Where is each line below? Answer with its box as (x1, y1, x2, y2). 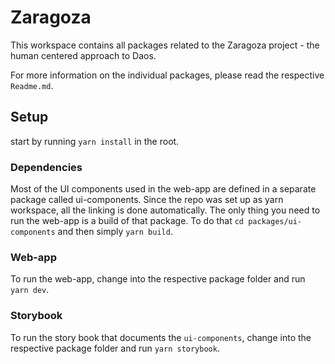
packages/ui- (248, 217, 303, 227)
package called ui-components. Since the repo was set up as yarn (10, 194, 284, 206)
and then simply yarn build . (57, 226, 173, 238)
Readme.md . (10, 79, 54, 91)
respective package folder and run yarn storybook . (10, 342, 220, 354)
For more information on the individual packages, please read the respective (10, 69, 325, 81)
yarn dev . (10, 284, 50, 296)
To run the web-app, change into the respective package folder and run (10, 273, 306, 285)
